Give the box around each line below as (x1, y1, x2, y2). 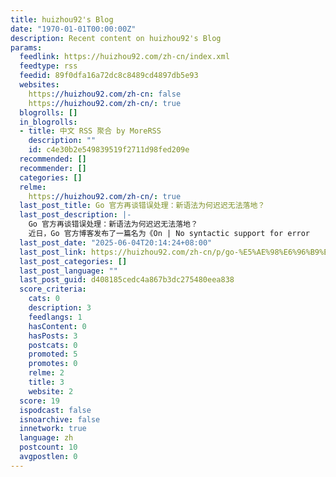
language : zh (19, 433, 74, 443)
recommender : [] (19, 163, 87, 173)
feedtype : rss (19, 61, 78, 71)
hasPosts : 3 (28, 331, 78, 341)
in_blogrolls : (19, 117, 78, 127)
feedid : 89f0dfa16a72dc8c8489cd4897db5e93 (19, 71, 199, 81)
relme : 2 (28, 368, 65, 378)
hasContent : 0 (28, 321, 87, 331)
